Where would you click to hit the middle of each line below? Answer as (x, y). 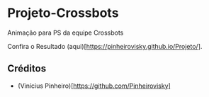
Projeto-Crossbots (63, 13)
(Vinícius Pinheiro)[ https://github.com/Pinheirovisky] (94, 86)
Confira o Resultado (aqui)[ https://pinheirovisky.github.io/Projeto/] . (105, 46)
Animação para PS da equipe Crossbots (66, 33)
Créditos (27, 69)
